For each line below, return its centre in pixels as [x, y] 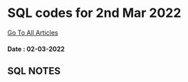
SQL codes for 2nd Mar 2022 [94, 13]
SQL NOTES [34, 71]
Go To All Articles [33, 33]
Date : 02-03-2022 [36, 49]
